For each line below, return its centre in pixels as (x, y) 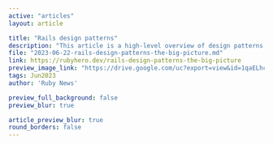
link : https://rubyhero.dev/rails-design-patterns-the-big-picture (125, 61)
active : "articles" (41, 16)
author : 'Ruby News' (43, 83)
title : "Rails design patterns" (63, 38)
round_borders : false (45, 127)
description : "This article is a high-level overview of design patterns (136, 45)
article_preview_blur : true (56, 120)
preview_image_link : (43, 68)
